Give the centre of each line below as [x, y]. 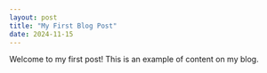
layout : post [33, 17]
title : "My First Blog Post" [63, 26]
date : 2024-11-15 [41, 34]
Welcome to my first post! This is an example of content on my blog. [134, 60]
